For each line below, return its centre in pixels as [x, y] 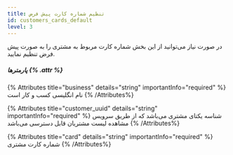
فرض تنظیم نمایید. [31, 54]
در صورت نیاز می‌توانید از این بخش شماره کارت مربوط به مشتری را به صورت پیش [115, 47]
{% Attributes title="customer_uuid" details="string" [82, 108]
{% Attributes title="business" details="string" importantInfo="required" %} [117, 87]
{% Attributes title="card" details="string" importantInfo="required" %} [110, 137]
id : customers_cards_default [50, 20]
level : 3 [20, 27]
